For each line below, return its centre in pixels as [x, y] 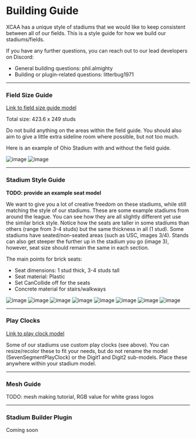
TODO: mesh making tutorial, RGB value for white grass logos [80, 397]
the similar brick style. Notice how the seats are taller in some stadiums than [98, 223]
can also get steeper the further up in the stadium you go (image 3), [87, 241]
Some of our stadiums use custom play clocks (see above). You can [87, 345]
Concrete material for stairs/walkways [60, 289]
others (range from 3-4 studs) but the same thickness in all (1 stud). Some [95, 229]
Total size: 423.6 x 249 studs [41, 119]
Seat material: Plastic [40, 276]
